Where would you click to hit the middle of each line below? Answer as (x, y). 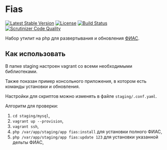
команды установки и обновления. (43, 86)
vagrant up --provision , (38, 121)
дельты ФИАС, (28, 142)
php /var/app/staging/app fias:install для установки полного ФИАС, (87, 131)
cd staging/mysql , (31, 115)
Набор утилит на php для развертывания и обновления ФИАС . (72, 38)
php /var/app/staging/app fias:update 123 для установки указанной (85, 137)
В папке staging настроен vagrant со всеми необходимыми (69, 66)
